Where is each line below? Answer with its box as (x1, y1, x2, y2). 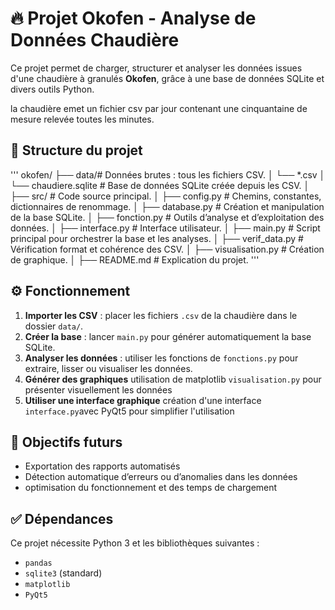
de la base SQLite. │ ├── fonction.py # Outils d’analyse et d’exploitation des (10, 211, 325, 223)
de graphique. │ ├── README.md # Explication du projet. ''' (10, 253, 260, 266)
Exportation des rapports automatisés (24, 460, 181, 472)
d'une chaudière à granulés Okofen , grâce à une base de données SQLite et (10, 72, 325, 84)
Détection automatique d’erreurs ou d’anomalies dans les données (24, 471, 298, 483)
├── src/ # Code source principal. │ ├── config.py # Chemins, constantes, (10, 190, 322, 202)
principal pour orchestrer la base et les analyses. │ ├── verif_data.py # (10, 232, 304, 244)
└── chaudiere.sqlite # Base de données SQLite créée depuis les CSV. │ (10, 179, 310, 191)
